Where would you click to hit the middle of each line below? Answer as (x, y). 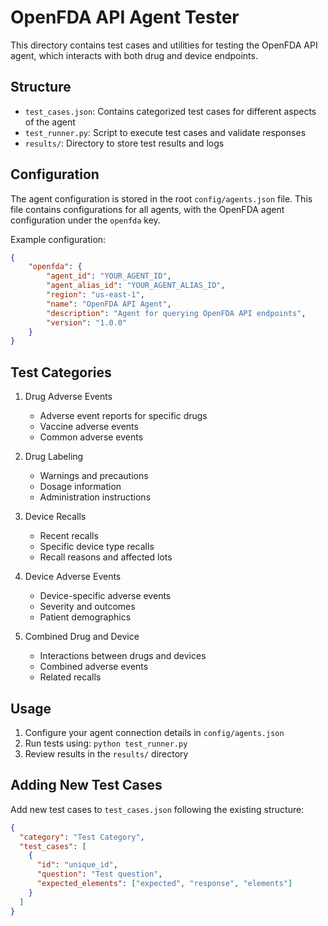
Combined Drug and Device (82, 637)
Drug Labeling (54, 457)
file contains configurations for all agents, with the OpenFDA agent (147, 209)
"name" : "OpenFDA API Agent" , (109, 304)
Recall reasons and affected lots (106, 557)
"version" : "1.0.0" (87, 322)
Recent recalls (69, 536)
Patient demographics (85, 617)
